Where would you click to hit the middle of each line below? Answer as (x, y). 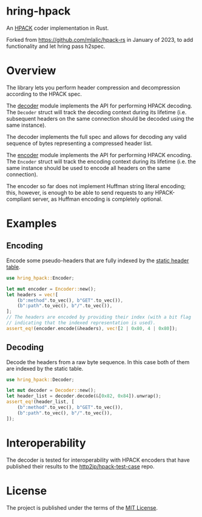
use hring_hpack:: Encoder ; (40, 278)
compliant (19, 199)
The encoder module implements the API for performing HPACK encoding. (99, 155)
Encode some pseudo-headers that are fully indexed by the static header (98, 260)
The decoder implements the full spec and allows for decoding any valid (96, 137)
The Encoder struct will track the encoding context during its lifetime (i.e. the (101, 161)
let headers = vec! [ (32, 295)
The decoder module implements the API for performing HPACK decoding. (99, 106)
